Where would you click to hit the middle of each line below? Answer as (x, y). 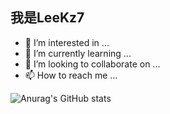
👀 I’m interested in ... (67, 42)
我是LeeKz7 (47, 18)
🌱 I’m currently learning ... (78, 53)
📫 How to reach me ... (71, 75)
